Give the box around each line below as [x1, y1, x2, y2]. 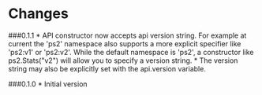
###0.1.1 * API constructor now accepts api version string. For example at [8, 31, 247, 40]
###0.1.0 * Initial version [8, 79, 88, 89]
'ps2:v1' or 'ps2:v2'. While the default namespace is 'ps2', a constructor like [8, 47, 254, 57]
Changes [8, 5, 69, 23]
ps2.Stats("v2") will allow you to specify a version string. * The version [8, 56, 238, 65]
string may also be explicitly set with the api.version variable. [8, 64, 207, 73]
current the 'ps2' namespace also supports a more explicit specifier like [8, 38, 241, 48]
